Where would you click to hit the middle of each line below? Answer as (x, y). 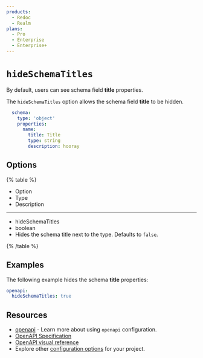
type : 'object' (36, 118)
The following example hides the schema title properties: (77, 280)
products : (19, 12)
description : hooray (54, 146)
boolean (25, 228)
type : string (44, 141)
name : (29, 129)
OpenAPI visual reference (47, 342)
